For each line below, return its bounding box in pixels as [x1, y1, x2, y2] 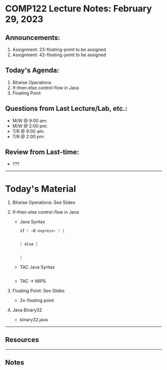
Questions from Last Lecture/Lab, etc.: [5, 104, 128, 113]
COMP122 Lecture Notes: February [5, 3, 152, 14]
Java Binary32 [12, 307, 42, 313]
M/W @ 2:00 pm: [12, 123, 48, 129]
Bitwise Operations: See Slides [12, 199, 76, 205]
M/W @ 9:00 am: [12, 117, 48, 123]
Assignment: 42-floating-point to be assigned [12, 52, 106, 58]
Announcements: [5, 33, 61, 42]
